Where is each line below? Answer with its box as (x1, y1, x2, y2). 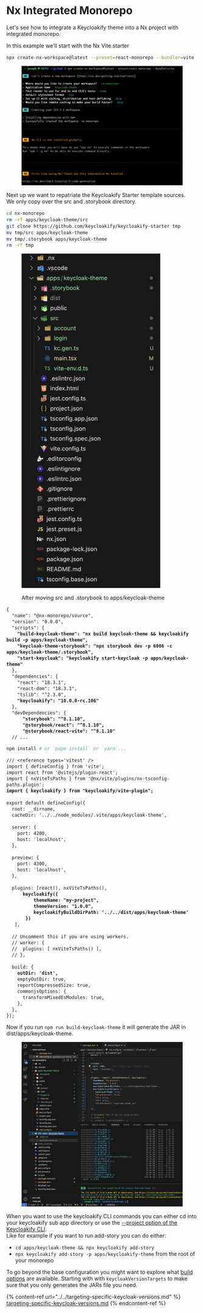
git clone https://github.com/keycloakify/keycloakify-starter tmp (6, 223, 181, 229)
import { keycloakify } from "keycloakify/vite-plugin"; (6, 788, 154, 794)
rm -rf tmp (6, 243, 34, 249)
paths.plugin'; (6, 782, 45, 788)
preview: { (12, 855, 40, 861)
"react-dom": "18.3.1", (17, 685, 78, 692)
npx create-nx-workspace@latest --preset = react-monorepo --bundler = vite (6, 54, 194, 61)
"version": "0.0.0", (12, 618, 64, 625)
